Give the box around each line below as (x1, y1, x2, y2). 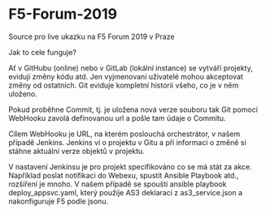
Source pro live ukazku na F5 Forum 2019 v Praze (8, 32, 175, 41)
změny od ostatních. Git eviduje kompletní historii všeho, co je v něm (8, 80, 239, 90)
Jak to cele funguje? (8, 47, 77, 57)
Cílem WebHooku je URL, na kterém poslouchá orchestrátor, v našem (8, 129, 241, 139)
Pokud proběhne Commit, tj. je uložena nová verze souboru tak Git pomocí (8, 105, 259, 114)
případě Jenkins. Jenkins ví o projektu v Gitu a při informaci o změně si (8, 137, 246, 147)
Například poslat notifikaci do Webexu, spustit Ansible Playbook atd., (8, 170, 239, 180)
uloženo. (8, 88, 38, 98)
